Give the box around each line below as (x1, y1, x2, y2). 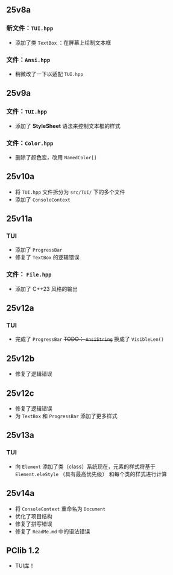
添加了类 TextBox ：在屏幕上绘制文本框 (14, 39, 112, 46)
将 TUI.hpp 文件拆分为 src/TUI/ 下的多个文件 (14, 188, 125, 195)
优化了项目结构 (14, 512, 52, 519)
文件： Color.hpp (6, 139, 54, 147)
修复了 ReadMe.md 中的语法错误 (14, 527, 90, 535)
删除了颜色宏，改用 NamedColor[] (14, 153, 97, 160)
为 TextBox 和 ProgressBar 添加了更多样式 (14, 413, 118, 420)
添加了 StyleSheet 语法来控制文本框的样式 (14, 122, 121, 129)
